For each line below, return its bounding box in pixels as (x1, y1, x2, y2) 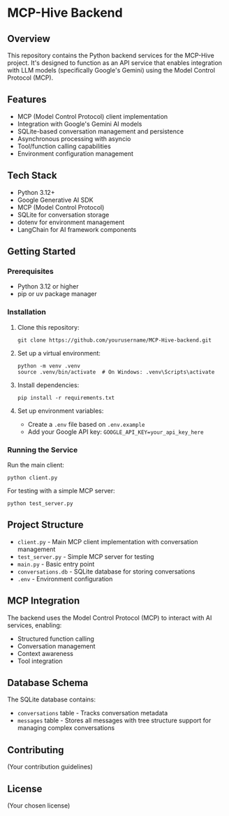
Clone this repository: (17, 323, 80, 331)
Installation (7, 307, 47, 317)
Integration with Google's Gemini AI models (17, 119, 142, 128)
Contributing (7, 744, 64, 756)
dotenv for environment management (17, 218, 125, 226)
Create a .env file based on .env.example (27, 420, 145, 428)
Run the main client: (7, 460, 65, 469)
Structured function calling (17, 634, 94, 643)
